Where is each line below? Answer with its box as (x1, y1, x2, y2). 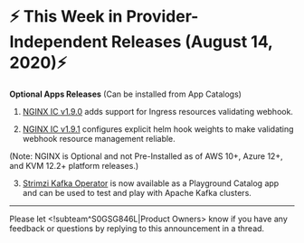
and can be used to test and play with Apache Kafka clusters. (22, 187, 252, 198)
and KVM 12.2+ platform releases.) (9, 160, 139, 171)
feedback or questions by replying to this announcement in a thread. (9, 222, 265, 234)
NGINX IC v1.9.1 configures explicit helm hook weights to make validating (22, 123, 294, 135)
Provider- (126, 6, 199, 27)
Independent (9, 32, 109, 52)
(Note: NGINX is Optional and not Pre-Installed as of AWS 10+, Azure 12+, (9, 150, 283, 162)
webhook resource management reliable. (22, 133, 176, 144)
